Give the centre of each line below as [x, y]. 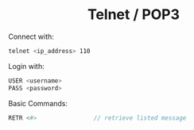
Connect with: [31, 36]
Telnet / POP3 [134, 15]
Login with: [27, 66]
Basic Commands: [38, 103]
